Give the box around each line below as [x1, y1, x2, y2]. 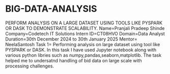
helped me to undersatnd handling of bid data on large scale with [5, 57, 142, 63]
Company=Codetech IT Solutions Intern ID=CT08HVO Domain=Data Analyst [5, 30, 165, 36]
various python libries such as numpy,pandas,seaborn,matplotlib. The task [5, 52, 162, 58]
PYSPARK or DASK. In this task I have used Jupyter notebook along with [5, 47, 157, 53]
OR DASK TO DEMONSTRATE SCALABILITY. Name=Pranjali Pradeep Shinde [5, 25, 165, 31]
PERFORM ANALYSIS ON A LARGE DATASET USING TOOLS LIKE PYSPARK [5, 20, 163, 26]
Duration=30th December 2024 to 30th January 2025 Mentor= [5, 36, 137, 42]
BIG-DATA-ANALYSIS [5, 3, 97, 15]
